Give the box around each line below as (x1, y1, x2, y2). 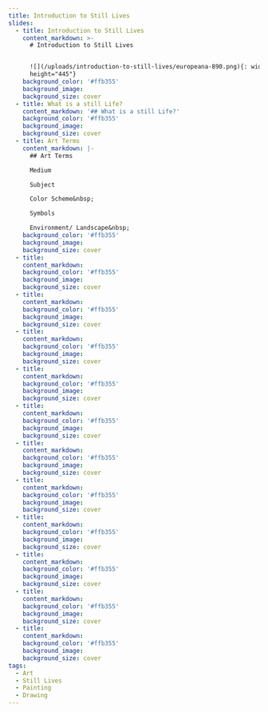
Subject (29, 180, 56, 188)
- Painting (15, 684, 52, 692)
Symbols (29, 209, 56, 218)
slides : (8, 19, 34, 27)
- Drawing (15, 691, 48, 699)
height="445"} (29, 70, 77, 78)
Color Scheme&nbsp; (29, 195, 94, 204)
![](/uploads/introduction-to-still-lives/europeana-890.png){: (29, 63, 248, 71)
